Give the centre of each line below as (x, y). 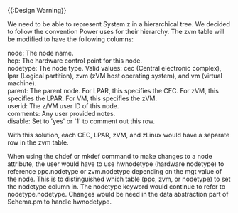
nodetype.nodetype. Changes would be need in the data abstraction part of (118, 194)
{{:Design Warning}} (37, 10)
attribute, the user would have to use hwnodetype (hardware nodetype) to (116, 164)
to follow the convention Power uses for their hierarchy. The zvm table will (116, 32)
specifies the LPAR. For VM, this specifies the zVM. (82, 98)
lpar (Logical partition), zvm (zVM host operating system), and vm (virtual (115, 76)
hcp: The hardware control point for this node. (75, 61)
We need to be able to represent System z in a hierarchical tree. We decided (119, 24)
